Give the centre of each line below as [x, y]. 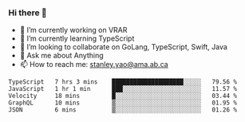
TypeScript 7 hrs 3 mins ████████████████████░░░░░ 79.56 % [123, 82]
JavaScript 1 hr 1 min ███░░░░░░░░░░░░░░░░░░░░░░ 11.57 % [123, 89]
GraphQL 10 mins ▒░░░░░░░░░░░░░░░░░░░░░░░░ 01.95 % [123, 103]
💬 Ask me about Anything [61, 56]
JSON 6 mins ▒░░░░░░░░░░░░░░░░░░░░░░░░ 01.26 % [123, 110]
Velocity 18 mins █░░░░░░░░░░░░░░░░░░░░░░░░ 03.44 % [123, 96]
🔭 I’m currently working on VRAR [73, 30]
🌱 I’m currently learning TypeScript [77, 38]
